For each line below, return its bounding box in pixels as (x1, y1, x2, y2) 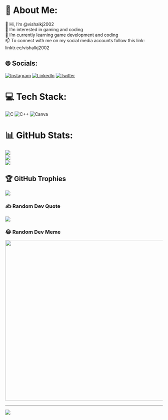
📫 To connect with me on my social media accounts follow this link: (5, 37, 145, 43)
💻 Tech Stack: (5, 91, 67, 102)
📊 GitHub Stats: (5, 129, 73, 141)
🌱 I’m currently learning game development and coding (5, 32, 118, 38)
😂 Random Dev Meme (5, 228, 61, 235)
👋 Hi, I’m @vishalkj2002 (5, 21, 54, 27)
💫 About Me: (5, 5, 58, 16)
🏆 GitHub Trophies (5, 175, 66, 183)
